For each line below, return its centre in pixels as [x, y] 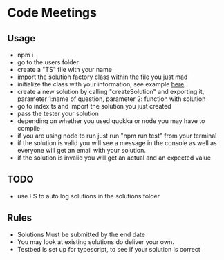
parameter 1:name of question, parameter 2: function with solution [111, 99]
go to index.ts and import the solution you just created [94, 106]
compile [28, 128]
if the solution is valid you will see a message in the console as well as [117, 143]
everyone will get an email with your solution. [82, 150]
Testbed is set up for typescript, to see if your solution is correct [109, 249]
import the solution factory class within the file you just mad [102, 77]
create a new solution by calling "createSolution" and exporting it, [111, 92]
